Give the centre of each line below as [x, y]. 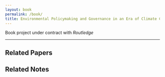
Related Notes [27, 69]
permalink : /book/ [24, 14]
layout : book [18, 10]
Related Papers [29, 53]
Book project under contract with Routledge [49, 33]
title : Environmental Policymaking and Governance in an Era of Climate [81, 19]
